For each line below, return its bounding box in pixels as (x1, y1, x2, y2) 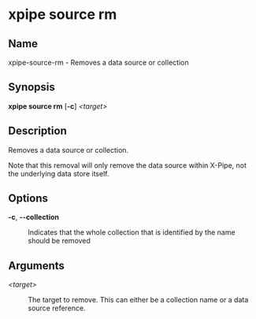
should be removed (28, 236, 91, 246)
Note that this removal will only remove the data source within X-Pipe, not (8, 160, 247, 170)
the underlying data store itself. (8, 169, 109, 178)
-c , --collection (8, 213, 60, 222)
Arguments (8, 258, 65, 273)
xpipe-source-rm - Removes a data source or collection (8, 57, 189, 67)
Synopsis (8, 80, 55, 94)
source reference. (28, 303, 86, 313)
